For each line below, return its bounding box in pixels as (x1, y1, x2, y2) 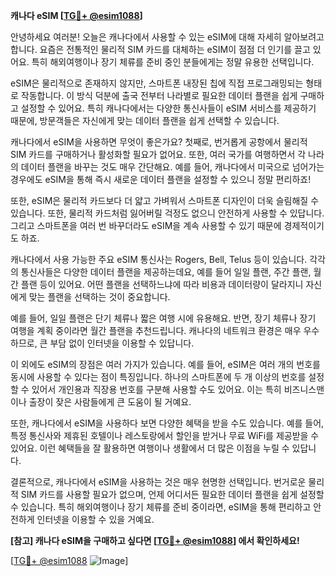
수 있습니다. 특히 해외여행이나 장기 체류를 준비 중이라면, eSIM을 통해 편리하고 (10, 501, 312, 513)
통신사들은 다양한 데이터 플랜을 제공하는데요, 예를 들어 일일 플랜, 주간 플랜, (20, 266, 312, 278)
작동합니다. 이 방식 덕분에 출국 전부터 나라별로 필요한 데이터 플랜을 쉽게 (20, 90, 298, 101)
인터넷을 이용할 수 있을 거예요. (36, 514, 155, 525)
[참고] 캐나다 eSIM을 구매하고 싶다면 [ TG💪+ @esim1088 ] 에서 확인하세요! (10, 535, 300, 546)
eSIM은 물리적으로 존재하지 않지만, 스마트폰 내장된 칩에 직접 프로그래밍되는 (10, 77, 304, 89)
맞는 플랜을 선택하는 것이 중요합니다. (28, 291, 171, 303)
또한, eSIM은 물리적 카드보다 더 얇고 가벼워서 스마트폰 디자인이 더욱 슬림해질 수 (10, 195, 320, 206)
